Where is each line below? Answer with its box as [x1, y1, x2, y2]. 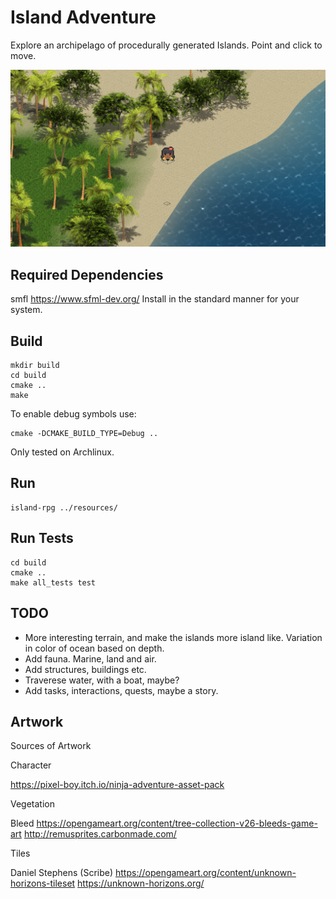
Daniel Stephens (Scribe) [10, 867, 114, 879]
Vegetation [10, 798, 56, 810]
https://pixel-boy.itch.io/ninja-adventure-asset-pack [10, 779, 225, 791]
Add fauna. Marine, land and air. [24, 652, 157, 665]
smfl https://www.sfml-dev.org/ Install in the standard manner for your [10, 293, 300, 305]
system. [10, 304, 43, 316]
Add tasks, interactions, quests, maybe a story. [24, 684, 219, 696]
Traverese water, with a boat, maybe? [24, 674, 180, 686]
